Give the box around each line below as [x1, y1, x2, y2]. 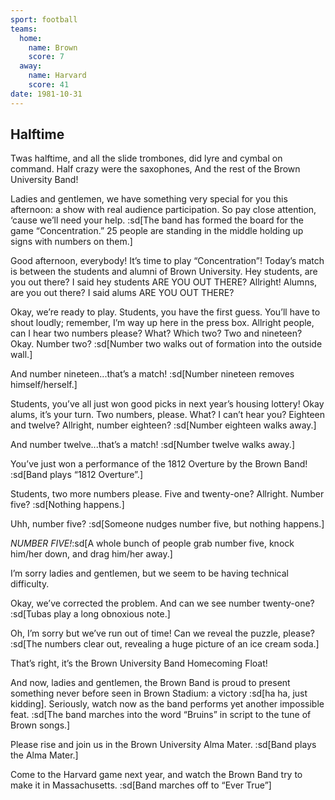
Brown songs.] [10, 719, 71, 731]
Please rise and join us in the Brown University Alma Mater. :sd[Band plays [10, 739, 317, 751]
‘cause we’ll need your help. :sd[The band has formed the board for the [10, 214, 305, 226]
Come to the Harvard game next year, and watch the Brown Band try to [10, 769, 303, 781]
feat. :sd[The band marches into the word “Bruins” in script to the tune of [10, 709, 312, 721]
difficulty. [10, 578, 50, 590]
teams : [10, 24, 38, 34]
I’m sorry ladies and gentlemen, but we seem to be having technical [10, 567, 290, 580]
